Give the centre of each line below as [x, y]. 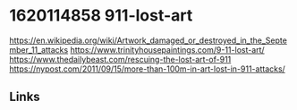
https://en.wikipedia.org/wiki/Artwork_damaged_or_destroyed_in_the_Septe [148, 40]
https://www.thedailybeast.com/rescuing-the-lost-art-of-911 [120, 59]
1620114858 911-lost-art [101, 16]
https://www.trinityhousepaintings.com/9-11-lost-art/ [168, 49]
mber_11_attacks [39, 49]
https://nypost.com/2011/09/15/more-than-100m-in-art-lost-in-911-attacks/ [148, 69]
